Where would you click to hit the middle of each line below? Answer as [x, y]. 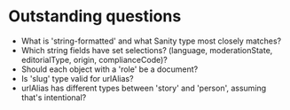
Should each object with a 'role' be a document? [110, 69]
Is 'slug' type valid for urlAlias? [77, 78]
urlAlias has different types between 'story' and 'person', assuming [144, 88]
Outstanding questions [95, 16]
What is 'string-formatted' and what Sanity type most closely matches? [151, 41]
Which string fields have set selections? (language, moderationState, [147, 50]
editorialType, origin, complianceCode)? [94, 59]
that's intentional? [54, 97]
